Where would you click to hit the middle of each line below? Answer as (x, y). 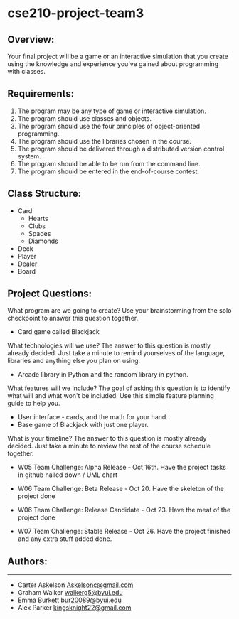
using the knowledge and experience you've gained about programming (113, 64)
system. (29, 156)
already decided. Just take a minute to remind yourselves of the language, (116, 353)
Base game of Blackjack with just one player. (83, 425)
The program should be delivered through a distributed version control (121, 149)
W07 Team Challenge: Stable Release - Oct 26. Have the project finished (124, 532)
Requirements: (41, 94)
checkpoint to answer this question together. (73, 318)
